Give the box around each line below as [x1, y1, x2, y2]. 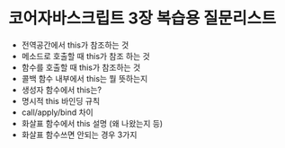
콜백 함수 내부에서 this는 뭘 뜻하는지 [21, 73, 148, 83]
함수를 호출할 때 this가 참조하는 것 [21, 62, 141, 73]
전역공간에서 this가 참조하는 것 [21, 39, 129, 50]
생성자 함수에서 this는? [21, 84, 102, 95]
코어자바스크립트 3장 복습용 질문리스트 [8, 8, 276, 29]
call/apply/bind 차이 [21, 107, 94, 118]
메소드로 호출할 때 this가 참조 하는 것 [21, 50, 150, 61]
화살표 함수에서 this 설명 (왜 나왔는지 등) [21, 118, 164, 128]
